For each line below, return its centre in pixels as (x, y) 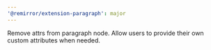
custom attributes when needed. (54, 40)
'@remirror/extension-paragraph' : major (67, 13)
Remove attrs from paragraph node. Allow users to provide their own (105, 33)
